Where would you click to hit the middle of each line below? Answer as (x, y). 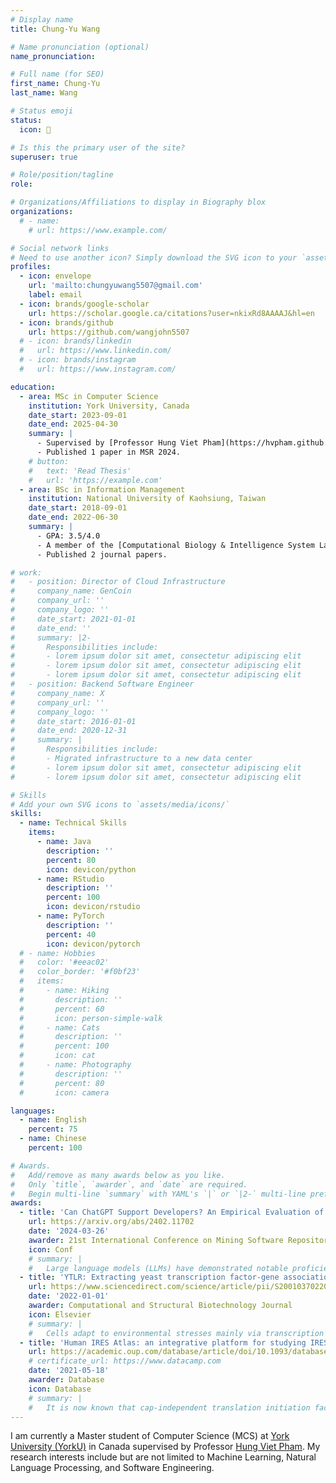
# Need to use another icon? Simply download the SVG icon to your (154, 257)
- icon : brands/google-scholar (84, 304)
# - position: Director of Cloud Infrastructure (118, 582)
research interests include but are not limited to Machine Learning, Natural (163, 1457)
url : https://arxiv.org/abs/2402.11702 (111, 1222)
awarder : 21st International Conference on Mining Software (156, 1240)
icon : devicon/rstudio (93, 907)
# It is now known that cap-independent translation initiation (169, 1407)
